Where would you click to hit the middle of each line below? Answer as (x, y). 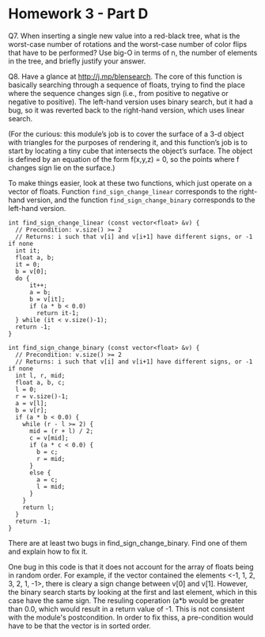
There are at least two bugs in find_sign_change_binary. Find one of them (128, 543)
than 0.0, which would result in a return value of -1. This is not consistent (127, 608)
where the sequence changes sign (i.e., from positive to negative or (118, 93)
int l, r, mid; (40, 375)
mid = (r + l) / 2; (61, 431)
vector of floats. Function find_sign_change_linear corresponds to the (123, 191)
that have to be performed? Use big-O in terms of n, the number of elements (133, 52)
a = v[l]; (31, 403)
